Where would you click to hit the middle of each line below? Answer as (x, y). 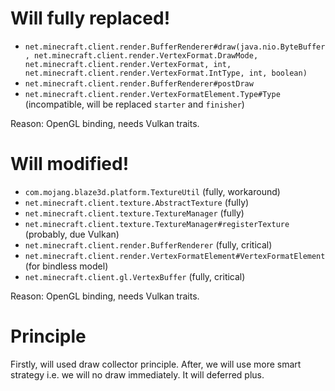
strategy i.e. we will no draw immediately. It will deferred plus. (137, 374)
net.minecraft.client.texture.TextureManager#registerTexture (157, 224)
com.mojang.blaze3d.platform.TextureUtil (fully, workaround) (152, 191)
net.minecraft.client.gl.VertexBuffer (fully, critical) (135, 276)
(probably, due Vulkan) (72, 234)
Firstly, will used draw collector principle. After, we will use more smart (156, 364)
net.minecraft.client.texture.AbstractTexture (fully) (137, 202)
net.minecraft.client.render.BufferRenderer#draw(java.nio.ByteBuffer (175, 47)
